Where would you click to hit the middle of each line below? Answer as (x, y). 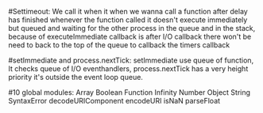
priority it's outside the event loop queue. (75, 77)
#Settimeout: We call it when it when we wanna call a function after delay (128, 11)
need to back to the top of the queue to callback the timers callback (119, 45)
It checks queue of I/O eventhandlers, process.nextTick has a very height (128, 69)
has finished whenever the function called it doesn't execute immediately (128, 20)
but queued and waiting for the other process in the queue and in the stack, (132, 28)
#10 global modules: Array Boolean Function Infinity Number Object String (130, 92)
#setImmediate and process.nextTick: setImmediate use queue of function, (131, 60)
